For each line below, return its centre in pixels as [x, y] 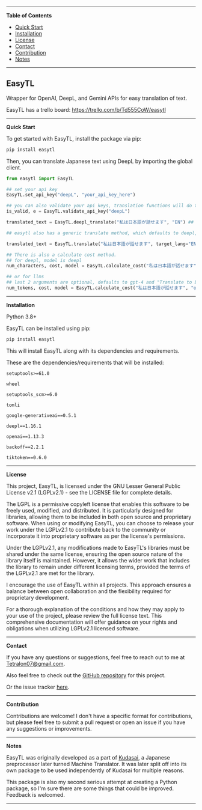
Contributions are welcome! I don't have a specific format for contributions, [99, 716]
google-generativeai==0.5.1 [41, 415]
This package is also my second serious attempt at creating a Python [92, 782]
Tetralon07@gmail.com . [36, 663]
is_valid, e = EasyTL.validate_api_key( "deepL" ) [68, 212]
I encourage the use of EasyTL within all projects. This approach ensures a [99, 585]
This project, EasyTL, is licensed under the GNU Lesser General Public [93, 486]
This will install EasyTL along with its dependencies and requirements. [93, 351]
